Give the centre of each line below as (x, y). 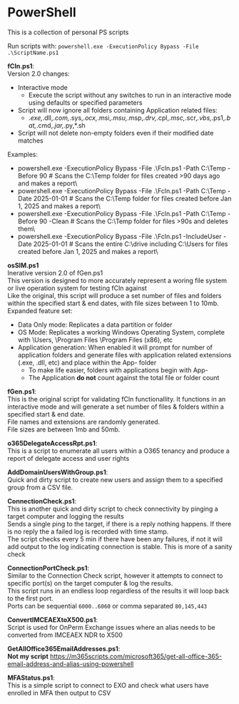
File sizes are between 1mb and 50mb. (64, 429)
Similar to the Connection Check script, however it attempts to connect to (115, 576)
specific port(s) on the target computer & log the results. (90, 583)
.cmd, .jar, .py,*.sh (61, 125)
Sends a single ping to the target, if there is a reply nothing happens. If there (119, 524)
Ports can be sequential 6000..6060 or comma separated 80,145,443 (107, 606)
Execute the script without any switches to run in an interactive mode (130, 95)
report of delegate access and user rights (68, 458)
